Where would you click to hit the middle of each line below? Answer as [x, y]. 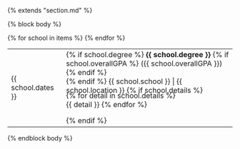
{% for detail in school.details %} [121, 96]
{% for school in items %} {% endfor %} [66, 38]
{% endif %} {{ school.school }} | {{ [124, 81]
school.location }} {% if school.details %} [135, 90]
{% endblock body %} [40, 138]
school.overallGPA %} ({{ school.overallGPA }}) [144, 63]
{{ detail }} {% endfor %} [107, 104]
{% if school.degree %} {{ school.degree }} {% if [147, 55]
